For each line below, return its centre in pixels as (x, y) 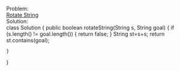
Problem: (17, 9)
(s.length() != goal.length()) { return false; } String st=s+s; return (85, 34)
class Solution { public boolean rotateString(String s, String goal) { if (90, 27)
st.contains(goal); (28, 40)
